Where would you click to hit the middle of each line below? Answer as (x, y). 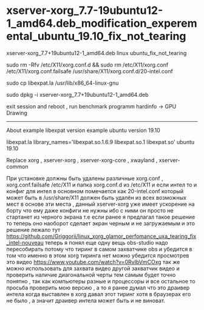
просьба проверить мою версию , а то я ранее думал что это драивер (98, 288)
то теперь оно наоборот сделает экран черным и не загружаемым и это (101, 223)
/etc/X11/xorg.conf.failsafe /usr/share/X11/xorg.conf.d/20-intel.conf (90, 71)
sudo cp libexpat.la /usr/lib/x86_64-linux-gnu (63, 83)
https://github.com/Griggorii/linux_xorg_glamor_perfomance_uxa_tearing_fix (101, 236)
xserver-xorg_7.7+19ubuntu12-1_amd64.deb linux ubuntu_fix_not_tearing (97, 53)
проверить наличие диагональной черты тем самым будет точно (91, 275)
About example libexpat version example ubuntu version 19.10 (83, 130)
